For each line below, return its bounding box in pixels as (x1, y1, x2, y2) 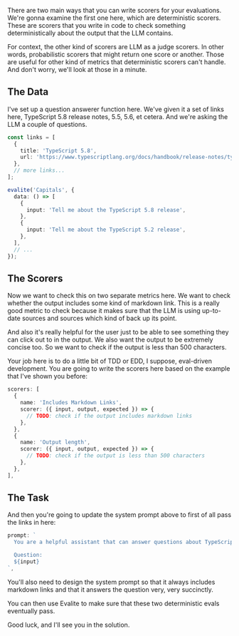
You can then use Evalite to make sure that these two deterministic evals (7, 599, 220, 607)
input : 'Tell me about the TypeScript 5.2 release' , (26, 226, 186, 234)
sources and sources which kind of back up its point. (21, 314, 177, 323)
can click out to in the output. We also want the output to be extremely (7, 335, 213, 344)
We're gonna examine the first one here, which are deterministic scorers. (7, 14, 221, 22)
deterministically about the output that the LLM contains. (7, 29, 174, 37)
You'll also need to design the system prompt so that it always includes (7, 578, 216, 586)
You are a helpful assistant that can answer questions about (14, 538, 202, 546)
